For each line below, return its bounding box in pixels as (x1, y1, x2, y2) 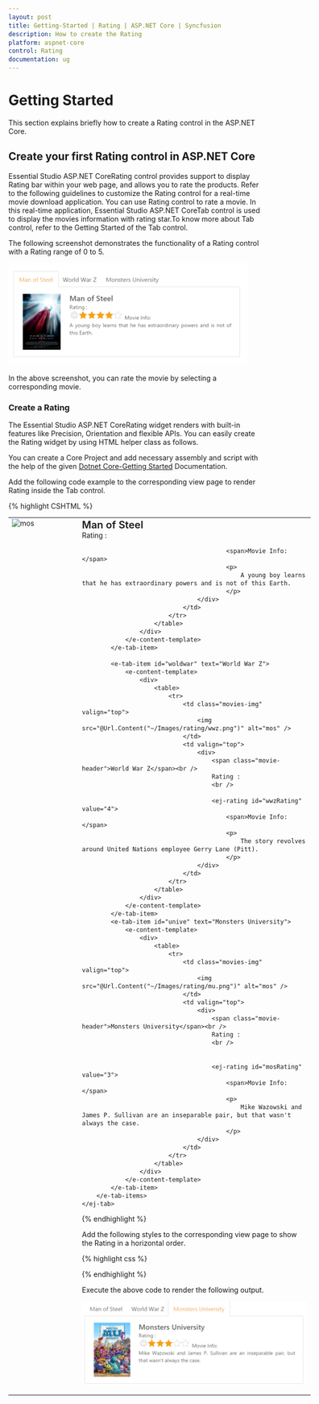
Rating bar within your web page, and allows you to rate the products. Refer (8, 180, 259, 189)
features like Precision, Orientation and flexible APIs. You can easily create (8, 429, 255, 438)
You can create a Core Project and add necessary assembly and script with (8, 453, 259, 463)
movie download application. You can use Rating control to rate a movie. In (8, 197, 256, 206)
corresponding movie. (8, 381, 82, 391)
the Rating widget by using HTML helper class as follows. (8, 438, 199, 447)
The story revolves (240, 837, 306, 845)
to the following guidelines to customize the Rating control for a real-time (8, 188, 251, 197)
